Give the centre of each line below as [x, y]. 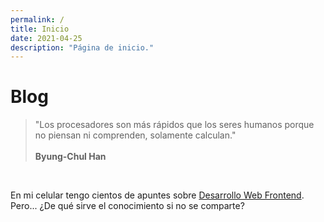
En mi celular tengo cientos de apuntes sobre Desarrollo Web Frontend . [157, 195]
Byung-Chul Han [70, 157]
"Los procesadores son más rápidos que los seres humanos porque [174, 125]
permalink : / [37, 19]
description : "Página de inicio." [82, 47]
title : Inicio [40, 29]
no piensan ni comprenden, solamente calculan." [135, 135]
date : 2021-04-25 [46, 38]
